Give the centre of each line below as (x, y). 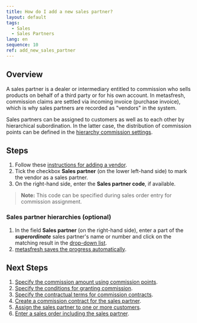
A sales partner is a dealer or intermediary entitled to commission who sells (98, 89)
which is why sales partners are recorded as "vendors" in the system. (92, 108)
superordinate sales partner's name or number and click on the (93, 236)
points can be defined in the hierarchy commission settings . (79, 132)
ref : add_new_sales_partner (41, 51)
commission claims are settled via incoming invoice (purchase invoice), (93, 101)
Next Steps (27, 268)
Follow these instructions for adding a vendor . (71, 165)
